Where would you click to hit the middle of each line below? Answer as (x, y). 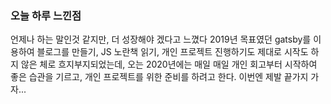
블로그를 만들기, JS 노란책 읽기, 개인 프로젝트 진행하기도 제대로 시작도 (172, 52)
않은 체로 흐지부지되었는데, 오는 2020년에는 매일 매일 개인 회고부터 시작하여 (169, 64)
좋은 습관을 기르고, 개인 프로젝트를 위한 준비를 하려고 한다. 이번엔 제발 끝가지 (159, 77)
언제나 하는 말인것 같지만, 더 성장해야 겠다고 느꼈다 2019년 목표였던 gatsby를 (161, 39)
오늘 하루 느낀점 (46, 15)
